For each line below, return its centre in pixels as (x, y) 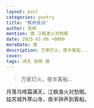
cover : (14, 56)
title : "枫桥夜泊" (27, 23)
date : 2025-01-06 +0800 (36, 39)
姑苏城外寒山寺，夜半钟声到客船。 (48, 99)
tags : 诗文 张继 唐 (28, 61)
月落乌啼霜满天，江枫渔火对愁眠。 (48, 91)
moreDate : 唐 (22, 45)
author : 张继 (21, 28)
